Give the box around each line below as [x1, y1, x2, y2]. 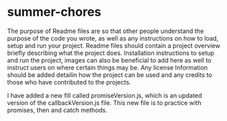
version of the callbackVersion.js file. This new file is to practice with [7, 98, 202, 107]
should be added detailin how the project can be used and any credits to [7, 70, 213, 79]
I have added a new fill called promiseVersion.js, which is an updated [7, 91, 202, 100]
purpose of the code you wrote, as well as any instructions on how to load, [7, 34, 219, 42]
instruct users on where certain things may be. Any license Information [7, 63, 208, 71]
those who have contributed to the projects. [7, 78, 131, 86]
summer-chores [7, 4, 102, 20]
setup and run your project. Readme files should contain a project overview [7, 41, 221, 49]
